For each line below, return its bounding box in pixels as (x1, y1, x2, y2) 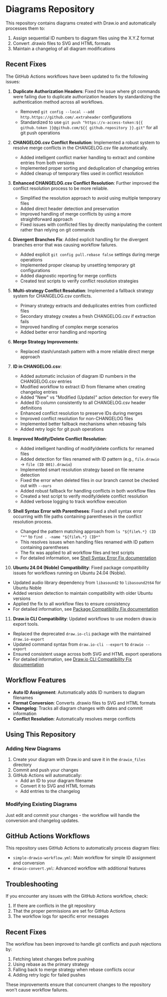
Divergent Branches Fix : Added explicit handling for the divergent (12, 236, 149, 243)
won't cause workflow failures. (5, 987, 69, 993)
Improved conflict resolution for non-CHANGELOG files (20, 415, 133, 421)
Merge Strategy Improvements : (12, 338, 79, 345)
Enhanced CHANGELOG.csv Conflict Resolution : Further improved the (12, 180, 160, 186)
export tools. (12, 621, 39, 627)
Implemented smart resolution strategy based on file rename (20, 467, 145, 473)
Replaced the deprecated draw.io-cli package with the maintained (12, 630, 151, 637)
